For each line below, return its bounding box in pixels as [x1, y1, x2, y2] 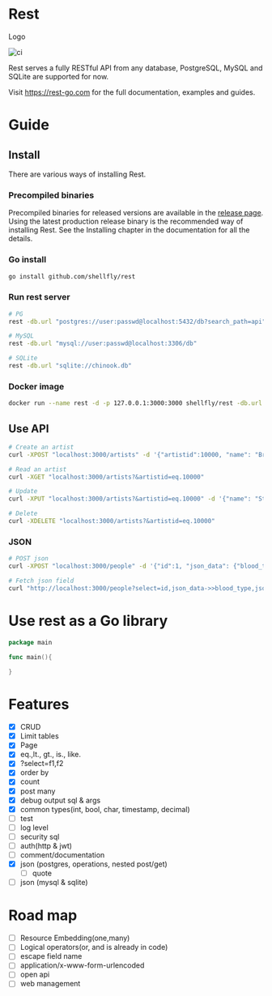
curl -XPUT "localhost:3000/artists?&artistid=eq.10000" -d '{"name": [8, 495, 252, 503]
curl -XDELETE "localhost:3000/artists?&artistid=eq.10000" [8, 517, 216, 526]
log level [19, 823, 49, 832]
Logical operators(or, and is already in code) [19, 943, 168, 952]
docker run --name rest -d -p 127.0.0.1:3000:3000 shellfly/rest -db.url [8, 399, 263, 407]
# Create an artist [8, 443, 74, 451]
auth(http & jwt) [19, 841, 73, 850]
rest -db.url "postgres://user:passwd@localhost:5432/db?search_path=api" [8, 317, 266, 326]
